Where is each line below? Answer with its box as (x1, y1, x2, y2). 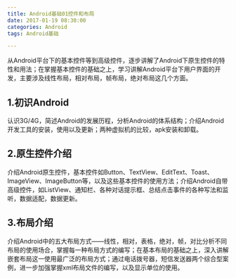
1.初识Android (7, 96, 69, 108)
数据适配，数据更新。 (19, 194, 81, 203)
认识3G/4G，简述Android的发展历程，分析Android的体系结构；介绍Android (7, 117, 225, 125)
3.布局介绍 (7, 217, 54, 229)
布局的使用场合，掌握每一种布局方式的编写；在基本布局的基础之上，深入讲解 (7, 246, 229, 254)
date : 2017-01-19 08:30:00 (7, 17, 86, 24)
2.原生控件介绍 (7, 148, 72, 160)
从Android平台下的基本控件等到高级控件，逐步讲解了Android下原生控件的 (7, 56, 219, 65)
